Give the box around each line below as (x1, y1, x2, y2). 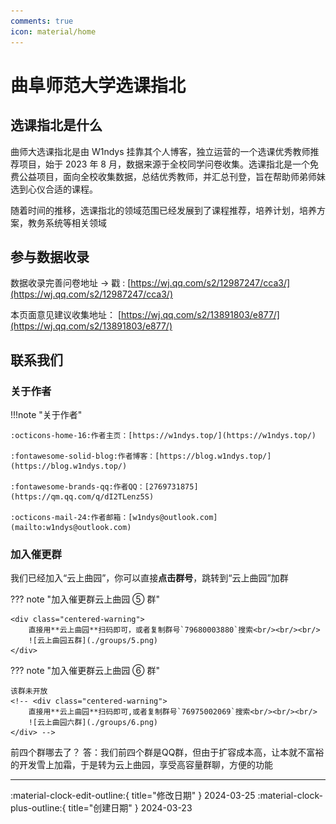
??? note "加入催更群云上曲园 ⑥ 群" (10, 665, 160, 677)
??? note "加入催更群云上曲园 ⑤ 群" (10, 593, 160, 605)
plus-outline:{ (10, 802, 67, 814)
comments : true (10, 16, 74, 26)
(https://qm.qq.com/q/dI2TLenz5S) (10, 492, 155, 502)
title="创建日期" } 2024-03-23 (68, 802, 193, 814)
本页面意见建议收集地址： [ (10, 309, 122, 321)
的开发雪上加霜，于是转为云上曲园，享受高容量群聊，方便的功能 (10, 759, 273, 771)
